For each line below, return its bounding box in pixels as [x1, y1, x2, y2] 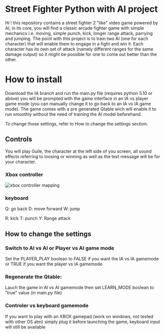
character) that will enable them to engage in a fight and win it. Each [5, 41, 144, 46]
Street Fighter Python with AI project [5, 3, 158, 15]
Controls [5, 135, 33, 144]
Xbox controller [5, 171, 43, 178]
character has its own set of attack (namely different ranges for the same [5, 46, 154, 52]
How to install [5, 74, 63, 85]
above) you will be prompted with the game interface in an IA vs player [5, 95, 149, 101]
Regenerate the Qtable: [5, 273, 62, 280]
